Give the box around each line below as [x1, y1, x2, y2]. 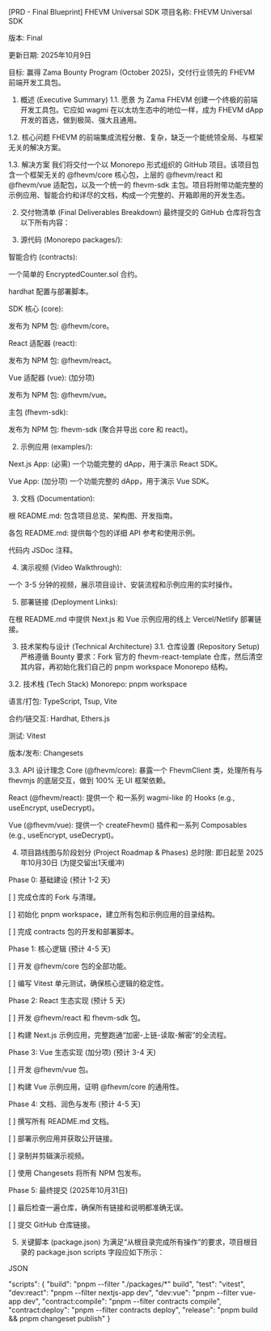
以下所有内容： [19, 218, 70, 227]
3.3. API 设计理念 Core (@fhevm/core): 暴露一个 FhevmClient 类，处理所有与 [8, 765, 263, 775]
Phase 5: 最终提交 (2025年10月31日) [8, 1186, 129, 1195]
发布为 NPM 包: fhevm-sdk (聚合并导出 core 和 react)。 [8, 424, 193, 434]
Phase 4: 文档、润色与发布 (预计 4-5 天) [8, 1099, 142, 1109]
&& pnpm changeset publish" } [8, 1314, 111, 1323]
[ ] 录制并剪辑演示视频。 [8, 1151, 89, 1161]
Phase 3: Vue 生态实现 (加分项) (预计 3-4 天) [8, 1048, 156, 1057]
